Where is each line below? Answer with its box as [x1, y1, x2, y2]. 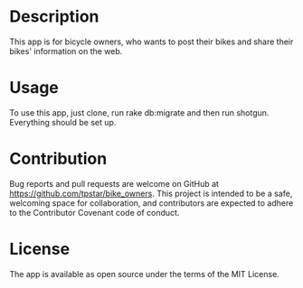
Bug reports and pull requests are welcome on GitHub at [9, 178, 220, 189]
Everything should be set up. [9, 116, 117, 127]
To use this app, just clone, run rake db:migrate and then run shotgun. [9, 107, 270, 118]
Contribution [9, 149, 108, 169]
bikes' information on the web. [9, 45, 123, 56]
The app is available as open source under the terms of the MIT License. [9, 268, 280, 279]
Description [9, 6, 99, 27]
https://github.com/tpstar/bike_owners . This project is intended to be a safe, [9, 188, 293, 199]
